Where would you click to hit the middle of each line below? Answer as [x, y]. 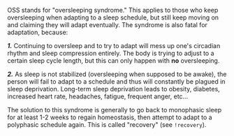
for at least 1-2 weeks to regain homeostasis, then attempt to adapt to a [110, 117]
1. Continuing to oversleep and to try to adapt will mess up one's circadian [114, 46]
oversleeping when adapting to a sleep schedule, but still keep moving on [113, 17]
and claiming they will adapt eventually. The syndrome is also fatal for [108, 25]
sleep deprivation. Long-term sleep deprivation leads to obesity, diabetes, [114, 89]
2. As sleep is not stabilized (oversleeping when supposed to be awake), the [117, 74]
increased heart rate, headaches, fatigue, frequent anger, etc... [98, 96]
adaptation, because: [38, 32]
